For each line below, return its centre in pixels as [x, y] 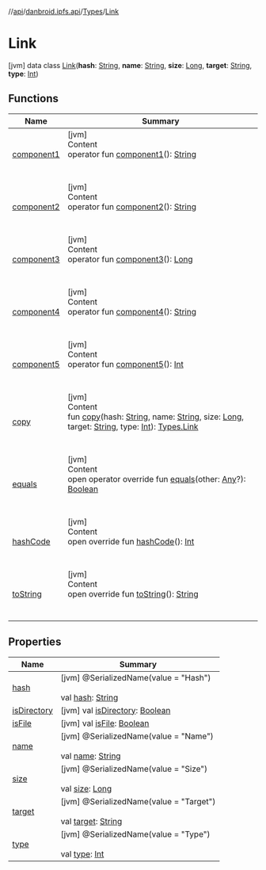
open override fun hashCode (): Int [131, 541]
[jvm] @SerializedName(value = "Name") [137, 736]
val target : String [91, 821]
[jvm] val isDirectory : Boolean [116, 710]
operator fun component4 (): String [131, 311]
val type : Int [82, 853]
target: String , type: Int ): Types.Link [133, 426]
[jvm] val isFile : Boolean [105, 723]
